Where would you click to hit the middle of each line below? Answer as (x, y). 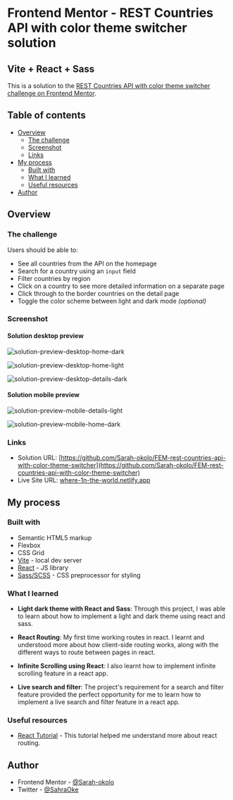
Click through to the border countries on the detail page (98, 293)
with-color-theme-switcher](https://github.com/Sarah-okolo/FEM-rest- (120, 465)
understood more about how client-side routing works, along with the (118, 645)
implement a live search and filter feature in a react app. (99, 702)
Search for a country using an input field (76, 271)
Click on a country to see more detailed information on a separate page (121, 286)
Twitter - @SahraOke (48, 789)
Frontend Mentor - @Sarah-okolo (66, 782)
